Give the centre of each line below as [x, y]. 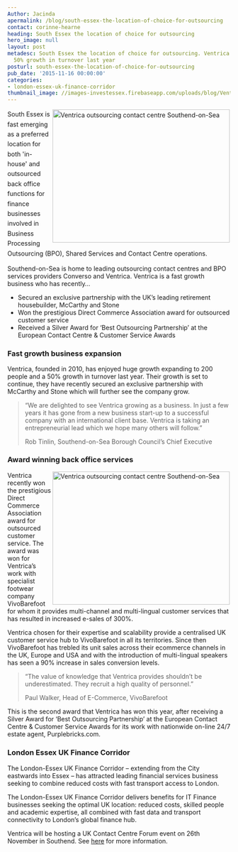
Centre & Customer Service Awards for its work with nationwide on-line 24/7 [119, 727]
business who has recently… [49, 283]
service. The [25, 543]
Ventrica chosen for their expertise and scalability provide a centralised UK [117, 633]
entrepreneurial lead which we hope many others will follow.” [114, 428]
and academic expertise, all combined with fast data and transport [104, 812]
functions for [26, 194]
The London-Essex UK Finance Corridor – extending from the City [103, 768]
